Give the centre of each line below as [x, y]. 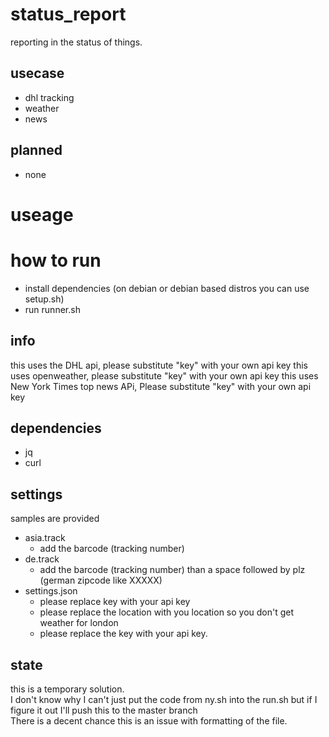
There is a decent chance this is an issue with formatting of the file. [149, 720]
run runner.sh [52, 309]
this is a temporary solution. [67, 689]
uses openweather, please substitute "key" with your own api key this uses [164, 375]
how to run [56, 260]
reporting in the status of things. [76, 42]
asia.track [45, 538]
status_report [68, 14]
